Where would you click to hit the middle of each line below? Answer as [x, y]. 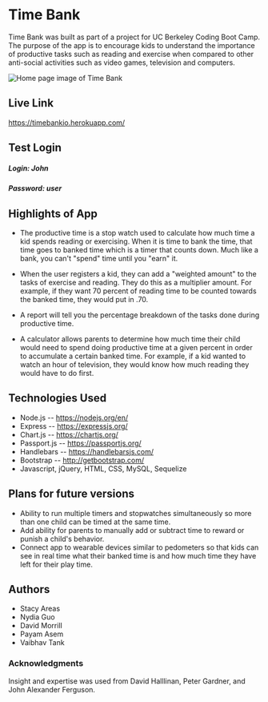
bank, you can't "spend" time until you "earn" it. [99, 258]
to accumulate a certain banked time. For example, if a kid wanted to [133, 356]
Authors [29, 589]
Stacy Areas [40, 609]
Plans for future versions [71, 494]
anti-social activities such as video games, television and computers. [122, 63]
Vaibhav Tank [42, 643]
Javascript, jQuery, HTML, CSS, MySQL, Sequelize [103, 468]
